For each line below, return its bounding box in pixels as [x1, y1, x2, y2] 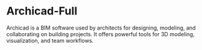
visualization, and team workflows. [6, 37, 94, 44]
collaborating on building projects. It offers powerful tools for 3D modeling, [6, 30, 195, 37]
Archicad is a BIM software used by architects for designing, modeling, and [6, 24, 196, 31]
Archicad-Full [6, 4, 78, 18]
